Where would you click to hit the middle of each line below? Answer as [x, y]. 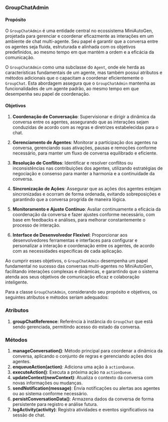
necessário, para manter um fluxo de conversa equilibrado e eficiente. [85, 153]
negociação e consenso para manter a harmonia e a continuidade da [83, 174]
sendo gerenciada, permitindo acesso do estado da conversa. [76, 327]
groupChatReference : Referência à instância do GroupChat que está [82, 321]
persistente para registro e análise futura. [55, 404]
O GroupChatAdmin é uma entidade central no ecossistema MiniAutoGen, [79, 31]
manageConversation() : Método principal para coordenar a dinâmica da [88, 350]
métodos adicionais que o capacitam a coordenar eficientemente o [74, 78]
